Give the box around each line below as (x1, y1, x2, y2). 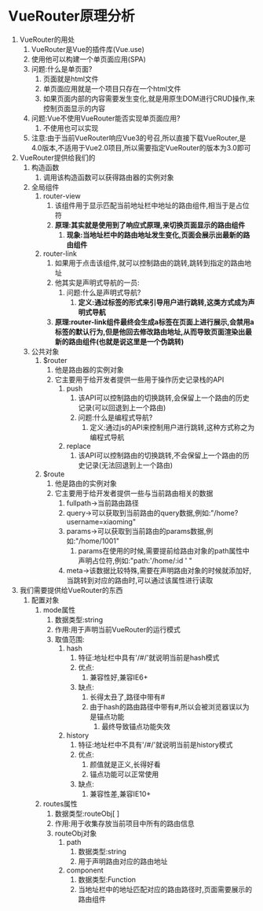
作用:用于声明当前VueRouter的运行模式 (54, 624, 181, 634)
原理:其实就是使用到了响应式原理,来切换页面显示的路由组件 (54, 220, 246, 229)
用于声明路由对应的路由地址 (78, 856, 168, 866)
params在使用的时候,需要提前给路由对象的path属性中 (78, 546, 250, 555)
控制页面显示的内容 (42, 103, 106, 113)
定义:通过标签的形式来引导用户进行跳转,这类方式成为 (78, 297, 249, 307)
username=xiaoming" (66, 517, 136, 526)
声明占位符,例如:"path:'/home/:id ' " (78, 556, 192, 565)
